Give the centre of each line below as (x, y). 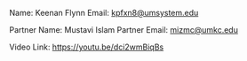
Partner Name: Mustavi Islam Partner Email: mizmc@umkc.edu (123, 30)
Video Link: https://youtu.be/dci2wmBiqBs (87, 47)
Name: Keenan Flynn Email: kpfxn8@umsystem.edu (104, 13)
